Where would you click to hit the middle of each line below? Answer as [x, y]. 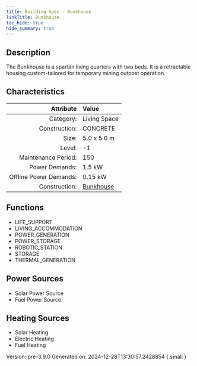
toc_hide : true [25, 23]
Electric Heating [34, 339]
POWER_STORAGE [38, 241]
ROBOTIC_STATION [39, 247]
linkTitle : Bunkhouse [33, 17]
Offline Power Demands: [43, 176]
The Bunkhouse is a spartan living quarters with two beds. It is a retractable [99, 67]
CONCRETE [99, 128]
